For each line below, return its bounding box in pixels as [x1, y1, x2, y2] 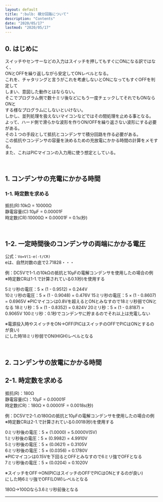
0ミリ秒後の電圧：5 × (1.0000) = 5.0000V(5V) [5, 429, 98, 435]
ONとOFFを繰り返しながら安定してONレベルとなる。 [5, 70, 111, 76]
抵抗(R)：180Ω [5, 390, 34, 396]
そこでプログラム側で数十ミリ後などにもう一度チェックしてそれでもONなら [5, 94, 156, 100]
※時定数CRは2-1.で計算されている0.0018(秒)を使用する [5, 419, 114, 425]
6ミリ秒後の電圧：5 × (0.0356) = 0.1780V [5, 447, 88, 453]
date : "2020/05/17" [5, 20, 45, 26]
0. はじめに [5, 44, 38, 53]
